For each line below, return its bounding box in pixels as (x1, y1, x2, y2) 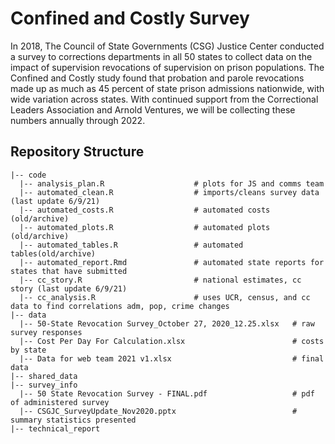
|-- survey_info (10, 380, 78, 390)
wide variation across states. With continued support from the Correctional (10, 93, 319, 105)
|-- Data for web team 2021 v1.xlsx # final (19, 353, 325, 364)
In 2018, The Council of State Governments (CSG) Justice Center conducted (10, 40, 325, 52)
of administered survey (10, 397, 110, 407)
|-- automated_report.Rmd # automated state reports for (19, 257, 325, 267)
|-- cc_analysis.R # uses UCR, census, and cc (19, 292, 311, 302)
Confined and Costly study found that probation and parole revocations (10, 72, 305, 84)
